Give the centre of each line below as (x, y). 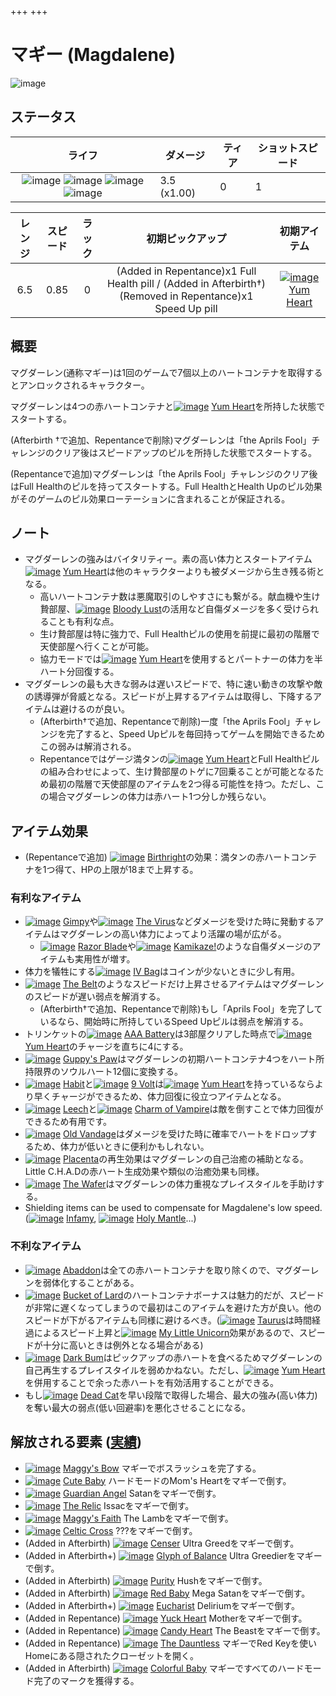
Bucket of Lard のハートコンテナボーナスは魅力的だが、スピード (194, 1295)
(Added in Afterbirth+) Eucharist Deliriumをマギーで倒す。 (162, 1605)
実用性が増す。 (105, 959)
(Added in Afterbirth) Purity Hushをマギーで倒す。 (146, 1580)
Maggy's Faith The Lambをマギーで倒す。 (148, 1518)
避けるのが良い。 (95, 709)
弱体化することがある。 (91, 1282)
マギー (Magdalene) (93, 55)
